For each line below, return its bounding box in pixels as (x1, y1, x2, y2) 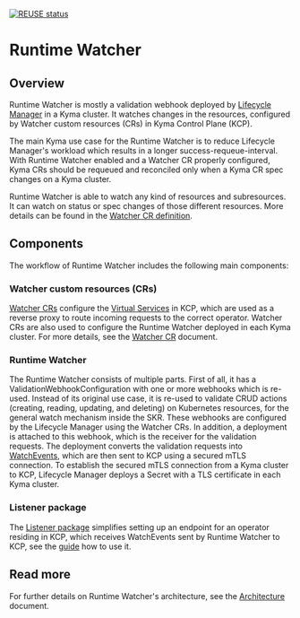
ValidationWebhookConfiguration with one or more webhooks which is (9, 384, 269, 395)
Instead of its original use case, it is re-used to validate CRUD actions (31, 393, 287, 404)
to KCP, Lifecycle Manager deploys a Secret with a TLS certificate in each (9, 469, 281, 480)
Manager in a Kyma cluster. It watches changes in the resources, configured (9, 109, 291, 119)
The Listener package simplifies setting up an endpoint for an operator (9, 521, 270, 533)
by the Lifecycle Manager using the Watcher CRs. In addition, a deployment (9, 422, 287, 432)
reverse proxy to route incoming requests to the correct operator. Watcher (9, 312, 283, 323)
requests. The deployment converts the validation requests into (9, 440, 244, 452)
